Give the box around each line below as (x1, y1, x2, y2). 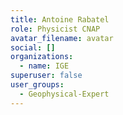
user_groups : (10, 80, 65, 90)
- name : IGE (19, 61, 70, 71)
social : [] (10, 42, 56, 53)
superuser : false (10, 71, 83, 81)
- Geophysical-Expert (19, 89, 110, 99)
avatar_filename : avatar (10, 33, 114, 43)
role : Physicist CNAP (10, 24, 101, 34)
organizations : (10, 52, 74, 62)
